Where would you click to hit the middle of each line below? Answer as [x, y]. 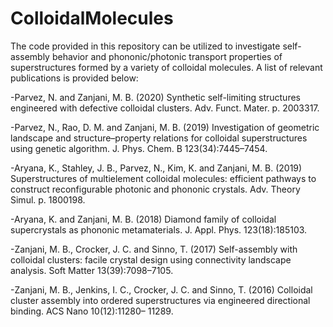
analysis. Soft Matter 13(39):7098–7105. [92, 270]
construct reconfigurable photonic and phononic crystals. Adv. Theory [155, 189]
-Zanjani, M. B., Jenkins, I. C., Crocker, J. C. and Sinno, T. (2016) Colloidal [161, 289]
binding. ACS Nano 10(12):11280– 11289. [92, 311]
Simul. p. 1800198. [48, 199]
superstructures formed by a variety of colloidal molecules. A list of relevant [166, 67]
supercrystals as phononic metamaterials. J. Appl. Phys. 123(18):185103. [159, 229]
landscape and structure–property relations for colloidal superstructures [159, 138]
